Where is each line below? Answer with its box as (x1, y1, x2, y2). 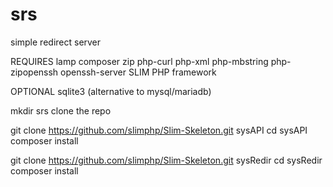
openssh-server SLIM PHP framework (60, 66, 217, 78)
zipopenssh (10, 66, 59, 78)
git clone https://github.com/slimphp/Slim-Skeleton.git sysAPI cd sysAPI (10, 124, 308, 136)
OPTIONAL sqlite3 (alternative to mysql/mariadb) (10, 85, 212, 97)
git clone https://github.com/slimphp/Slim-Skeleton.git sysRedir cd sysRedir (10, 154, 323, 166)
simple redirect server (10, 36, 102, 48)
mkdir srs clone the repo (10, 104, 112, 117)
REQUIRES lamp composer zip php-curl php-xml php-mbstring (10, 55, 269, 67)
